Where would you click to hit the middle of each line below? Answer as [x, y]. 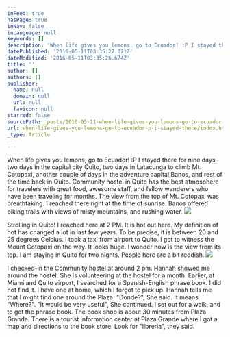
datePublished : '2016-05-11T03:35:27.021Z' [70, 52]
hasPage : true [27, 20]
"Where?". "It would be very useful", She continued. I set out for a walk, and [114, 305]
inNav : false [26, 26]
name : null [29, 90]
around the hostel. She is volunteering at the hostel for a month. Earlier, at [111, 275]
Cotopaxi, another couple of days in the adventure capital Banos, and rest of [115, 175]
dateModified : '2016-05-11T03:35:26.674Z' [68, 58]
